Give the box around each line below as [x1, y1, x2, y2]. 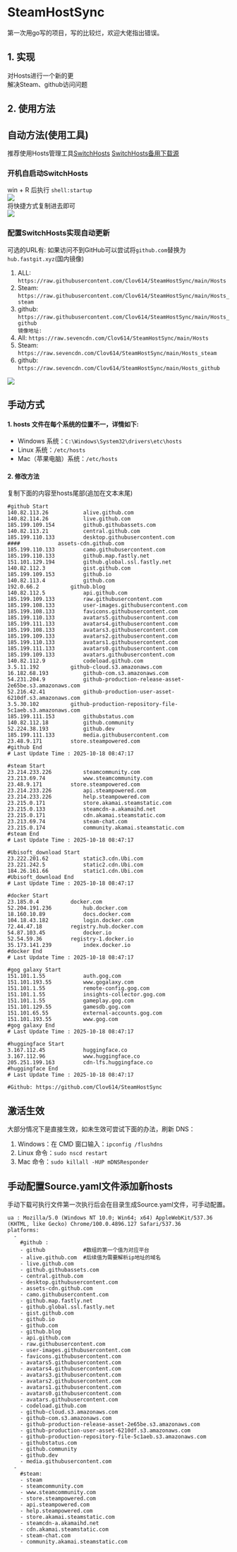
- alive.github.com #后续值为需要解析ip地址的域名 [20, 1254, 161, 1261]
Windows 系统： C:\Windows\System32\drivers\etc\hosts [17, 437, 182, 446]
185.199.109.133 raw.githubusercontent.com [7, 596, 162, 603]
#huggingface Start [7, 1041, 65, 1048]
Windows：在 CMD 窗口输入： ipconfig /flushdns [17, 1140, 164, 1148]
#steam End [7, 830, 39, 837]
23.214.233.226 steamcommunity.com [7, 769, 140, 776]
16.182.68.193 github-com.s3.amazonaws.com [7, 670, 169, 677]
